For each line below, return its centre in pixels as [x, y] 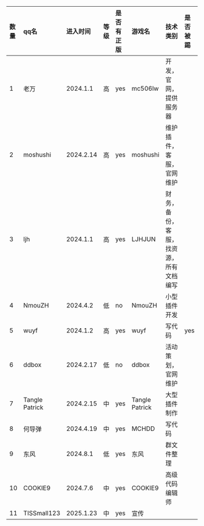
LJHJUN [144, 239]
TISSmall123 [42, 513]
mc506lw [145, 89]
